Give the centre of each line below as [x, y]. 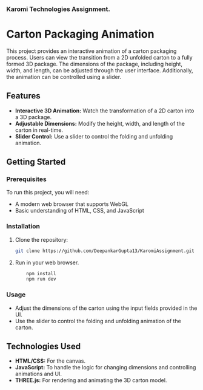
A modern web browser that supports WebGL [72, 204]
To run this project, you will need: [48, 193]
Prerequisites [26, 179]
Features [23, 96]
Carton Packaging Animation [80, 34]
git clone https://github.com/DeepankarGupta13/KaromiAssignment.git [105, 251]
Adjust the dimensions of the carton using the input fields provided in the [106, 308]
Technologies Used [43, 346]
